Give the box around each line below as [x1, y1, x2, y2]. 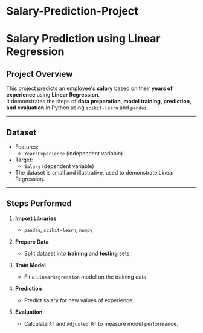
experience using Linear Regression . [6, 91, 100, 99]
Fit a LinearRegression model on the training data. [24, 273, 148, 280]
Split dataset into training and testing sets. [24, 250, 132, 257]
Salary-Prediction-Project [6, 4, 138, 18]
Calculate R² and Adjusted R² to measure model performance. [24, 320, 178, 327]
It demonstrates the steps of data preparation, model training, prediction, [6, 98, 192, 105]
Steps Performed [6, 198, 72, 209]
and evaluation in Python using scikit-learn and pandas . [6, 104, 149, 111]
